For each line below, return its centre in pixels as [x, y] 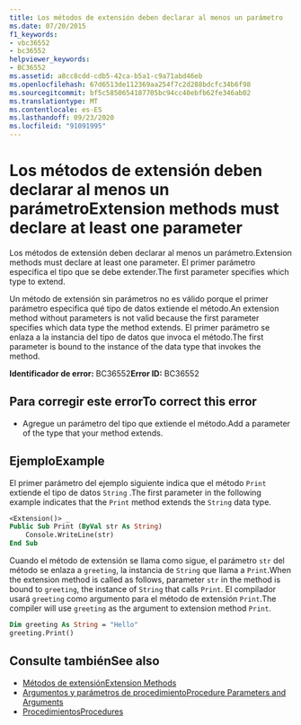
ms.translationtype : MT [54, 101]
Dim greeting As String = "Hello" [74, 625]
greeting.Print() [42, 633]
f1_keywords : [34, 34]
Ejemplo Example [57, 461]
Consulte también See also [84, 661]
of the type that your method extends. [93, 433]
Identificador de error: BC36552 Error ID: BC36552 [104, 373]
